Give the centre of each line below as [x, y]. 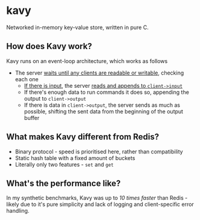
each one [27, 79]
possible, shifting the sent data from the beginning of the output [103, 111]
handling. [18, 211]
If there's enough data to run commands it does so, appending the [106, 92]
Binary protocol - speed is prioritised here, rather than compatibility [99, 152]
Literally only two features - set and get [64, 164]
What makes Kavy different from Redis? [83, 137]
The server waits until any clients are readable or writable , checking [99, 73]
